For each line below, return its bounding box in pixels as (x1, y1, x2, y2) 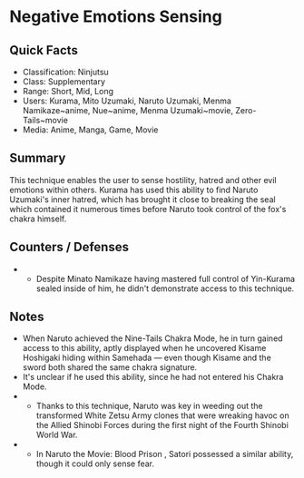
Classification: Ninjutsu (22, 66, 109, 77)
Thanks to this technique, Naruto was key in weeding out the (35, 401, 263, 412)
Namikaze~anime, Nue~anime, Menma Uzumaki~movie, (22, 105, 234, 115)
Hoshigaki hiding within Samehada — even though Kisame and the (22, 352, 272, 364)
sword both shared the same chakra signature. (22, 362, 198, 373)
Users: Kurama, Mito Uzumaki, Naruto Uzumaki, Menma (22, 95, 231, 106)
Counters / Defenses (9, 239, 130, 255)
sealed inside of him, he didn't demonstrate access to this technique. (35, 283, 295, 294)
